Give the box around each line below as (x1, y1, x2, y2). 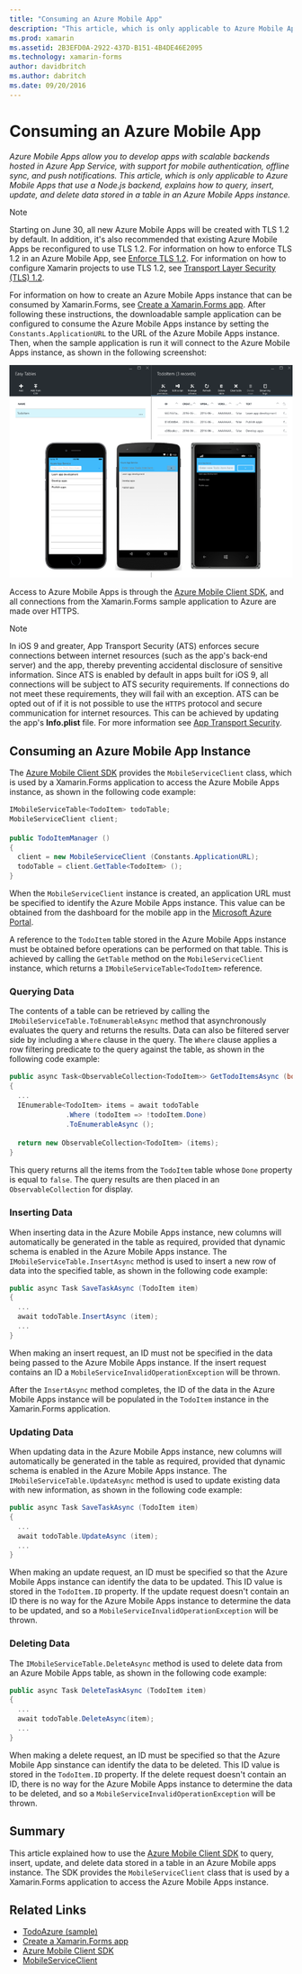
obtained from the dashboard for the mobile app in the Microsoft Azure (9, 907, 272, 918)
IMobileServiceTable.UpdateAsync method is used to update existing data (9, 1475, 280, 1486)
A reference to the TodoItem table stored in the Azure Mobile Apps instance (9, 934, 287, 946)
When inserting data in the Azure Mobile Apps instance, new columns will (9, 1227, 281, 1238)
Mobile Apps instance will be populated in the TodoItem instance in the (9, 1394, 270, 1404)
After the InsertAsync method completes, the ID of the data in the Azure (9, 1384, 276, 1394)
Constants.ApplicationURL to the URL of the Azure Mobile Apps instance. (9, 327, 280, 338)
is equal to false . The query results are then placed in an (9, 1174, 220, 1185)
